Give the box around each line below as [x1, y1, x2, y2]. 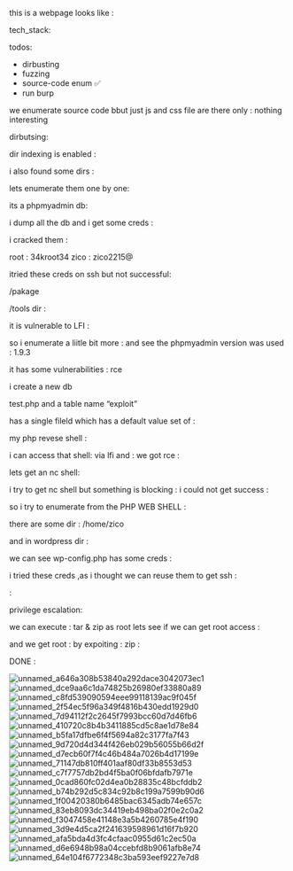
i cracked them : [9, 235, 68, 245]
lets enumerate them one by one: [9, 183, 130, 193]
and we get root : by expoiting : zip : [9, 639, 140, 649]
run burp [21, 88, 55, 98]
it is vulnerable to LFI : [9, 321, 90, 331]
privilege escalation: [9, 604, 83, 615]
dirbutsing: [9, 132, 49, 142]
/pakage [9, 286, 40, 296]
